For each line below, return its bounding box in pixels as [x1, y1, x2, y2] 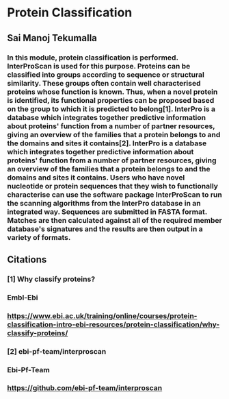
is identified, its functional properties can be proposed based [7, 95, 215, 105]
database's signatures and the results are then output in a [7, 224, 203, 234]
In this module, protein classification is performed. [7, 53, 179, 62]
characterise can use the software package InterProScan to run [7, 190, 222, 199]
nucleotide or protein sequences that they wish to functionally [7, 181, 219, 191]
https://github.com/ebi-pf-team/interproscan [7, 383, 163, 393]
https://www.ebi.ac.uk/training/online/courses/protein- [7, 311, 198, 320]
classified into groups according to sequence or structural [7, 70, 205, 80]
